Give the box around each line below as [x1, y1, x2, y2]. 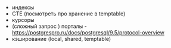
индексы [11, 4, 35, 11]
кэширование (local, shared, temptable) [11, 36, 111, 42]
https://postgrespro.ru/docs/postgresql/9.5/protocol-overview [11, 29, 165, 36]
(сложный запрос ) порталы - [11, 23, 88, 30]
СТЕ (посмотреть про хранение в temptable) [11, 10, 126, 17]
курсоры [11, 17, 35, 23]
